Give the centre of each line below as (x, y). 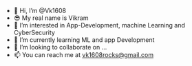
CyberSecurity (34, 32)
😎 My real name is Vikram (51, 18)
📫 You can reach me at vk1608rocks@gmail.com (83, 55)
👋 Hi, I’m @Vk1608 (40, 11)
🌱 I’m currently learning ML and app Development (84, 40)
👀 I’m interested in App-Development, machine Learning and (99, 25)
